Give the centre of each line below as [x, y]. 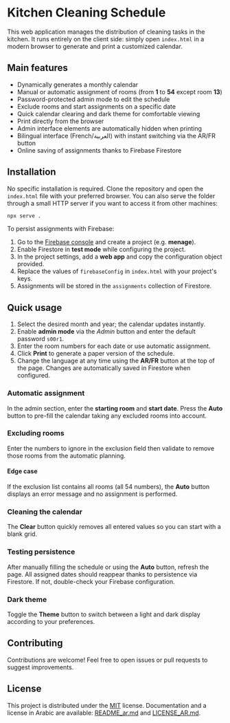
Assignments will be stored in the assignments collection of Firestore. [114, 286]
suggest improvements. [41, 667]
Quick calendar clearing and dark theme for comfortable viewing [108, 114]
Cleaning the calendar [45, 512]
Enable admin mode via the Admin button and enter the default [106, 332]
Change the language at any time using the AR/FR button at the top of [116, 361]
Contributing [35, 644]
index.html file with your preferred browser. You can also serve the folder [111, 196]
